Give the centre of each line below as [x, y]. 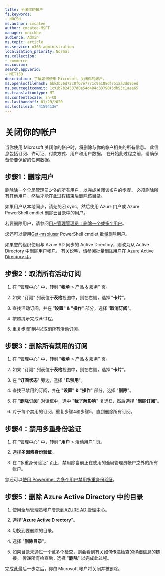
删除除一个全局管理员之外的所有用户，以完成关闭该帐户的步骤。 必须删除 [80, 190]
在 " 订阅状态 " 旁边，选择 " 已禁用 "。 [49, 380]
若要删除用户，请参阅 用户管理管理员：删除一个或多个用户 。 [66, 223]
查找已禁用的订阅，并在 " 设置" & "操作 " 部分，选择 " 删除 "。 [73, 390]
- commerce [16, 61]
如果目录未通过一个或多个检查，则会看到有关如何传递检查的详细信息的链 [86, 552]
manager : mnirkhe [23, 33]
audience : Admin [22, 38]
